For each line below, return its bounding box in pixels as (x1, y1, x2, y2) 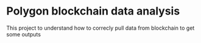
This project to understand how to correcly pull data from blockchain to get (6, 24, 195, 31)
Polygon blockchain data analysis (6, 4, 180, 18)
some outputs (6, 30, 41, 38)
